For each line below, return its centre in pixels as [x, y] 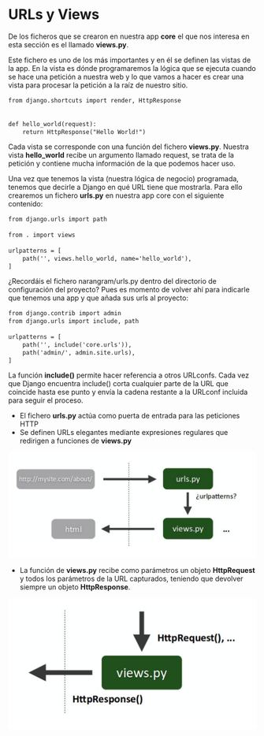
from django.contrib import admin [65, 313]
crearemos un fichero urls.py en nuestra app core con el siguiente [116, 195]
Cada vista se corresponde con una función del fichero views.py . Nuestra [129, 147]
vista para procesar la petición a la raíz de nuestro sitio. [98, 85]
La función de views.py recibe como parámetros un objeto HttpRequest [137, 570]
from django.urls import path [58, 219]
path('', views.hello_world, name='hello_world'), [107, 258]
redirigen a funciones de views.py [76, 440]
